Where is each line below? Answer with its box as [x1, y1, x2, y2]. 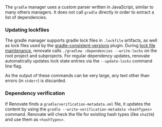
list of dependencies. [5, 15, 47, 20]
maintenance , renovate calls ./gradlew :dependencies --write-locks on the [5, 48, 157, 54]
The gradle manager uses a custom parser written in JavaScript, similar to [5, 4, 154, 10]
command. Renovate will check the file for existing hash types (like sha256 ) [5, 111, 155, 117]
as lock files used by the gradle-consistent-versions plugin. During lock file [5, 43, 156, 48]
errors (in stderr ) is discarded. [5, 78, 67, 84]
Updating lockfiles [5, 26, 50, 33]
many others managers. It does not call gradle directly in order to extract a [5, 9, 154, 15]
